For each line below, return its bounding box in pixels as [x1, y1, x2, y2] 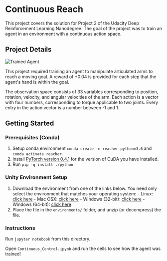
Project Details [5, 45, 52, 54]
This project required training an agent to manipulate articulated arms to [5, 68, 153, 74]
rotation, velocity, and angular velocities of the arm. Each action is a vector [5, 94, 159, 100]
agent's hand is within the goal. [5, 79, 70, 85]
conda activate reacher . [12, 151, 63, 157]
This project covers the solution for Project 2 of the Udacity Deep [5, 20, 140, 26]
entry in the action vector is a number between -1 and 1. [5, 104, 120, 111]
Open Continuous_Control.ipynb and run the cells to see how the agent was [5, 245, 161, 251]
